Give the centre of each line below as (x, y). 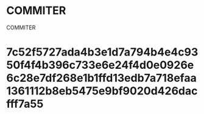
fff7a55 (25, 104)
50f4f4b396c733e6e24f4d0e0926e (100, 65)
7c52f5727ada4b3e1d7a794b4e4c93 (102, 52)
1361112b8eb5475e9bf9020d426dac (102, 91)
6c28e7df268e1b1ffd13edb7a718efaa (101, 78)
